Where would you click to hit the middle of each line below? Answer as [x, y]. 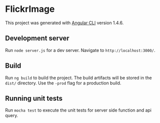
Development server [37, 38]
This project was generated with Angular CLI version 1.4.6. [64, 23]
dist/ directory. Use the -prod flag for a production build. [63, 83]
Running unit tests [34, 98]
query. [12, 116]
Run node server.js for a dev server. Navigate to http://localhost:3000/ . [80, 50]
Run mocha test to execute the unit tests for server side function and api [78, 110]
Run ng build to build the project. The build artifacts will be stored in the [79, 78]
